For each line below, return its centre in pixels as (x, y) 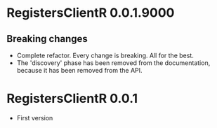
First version (35, 118)
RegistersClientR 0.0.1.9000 (91, 13)
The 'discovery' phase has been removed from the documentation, (113, 63)
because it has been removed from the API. (79, 70)
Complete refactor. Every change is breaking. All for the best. (105, 55)
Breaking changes (47, 39)
